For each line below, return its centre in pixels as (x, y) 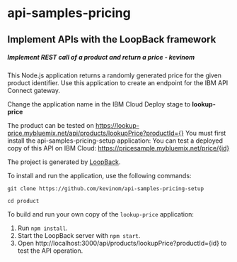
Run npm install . (43, 228)
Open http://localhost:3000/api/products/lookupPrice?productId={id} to (122, 243)
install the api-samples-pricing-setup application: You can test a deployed (115, 141)
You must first (206, 133)
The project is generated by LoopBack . (64, 162)
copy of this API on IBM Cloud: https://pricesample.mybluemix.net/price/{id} (118, 148)
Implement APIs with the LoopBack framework (112, 39)
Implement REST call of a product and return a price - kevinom (101, 58)
